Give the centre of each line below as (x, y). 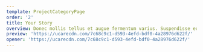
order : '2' (20, 17)
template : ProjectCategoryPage (46, 12)
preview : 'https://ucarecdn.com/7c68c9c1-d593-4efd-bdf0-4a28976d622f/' (100, 34)
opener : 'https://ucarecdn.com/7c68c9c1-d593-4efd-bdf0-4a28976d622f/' (98, 39)
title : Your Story (29, 23)
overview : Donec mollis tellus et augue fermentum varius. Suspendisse (98, 28)
